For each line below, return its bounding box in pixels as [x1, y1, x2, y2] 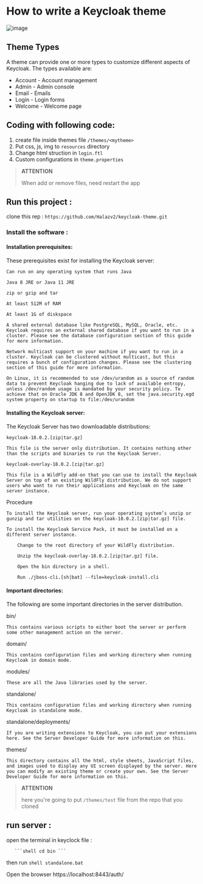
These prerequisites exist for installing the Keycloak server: [6, 257, 155, 264]
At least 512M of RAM [6, 300, 61, 307]
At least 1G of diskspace [6, 311, 72, 317]
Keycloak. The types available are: [6, 65, 92, 72]
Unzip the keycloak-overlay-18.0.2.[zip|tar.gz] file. [17, 553, 159, 559]
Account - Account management [15, 76, 97, 83]
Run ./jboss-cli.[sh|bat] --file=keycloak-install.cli [17, 574, 159, 580]
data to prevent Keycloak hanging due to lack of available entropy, [6, 381, 187, 387]
